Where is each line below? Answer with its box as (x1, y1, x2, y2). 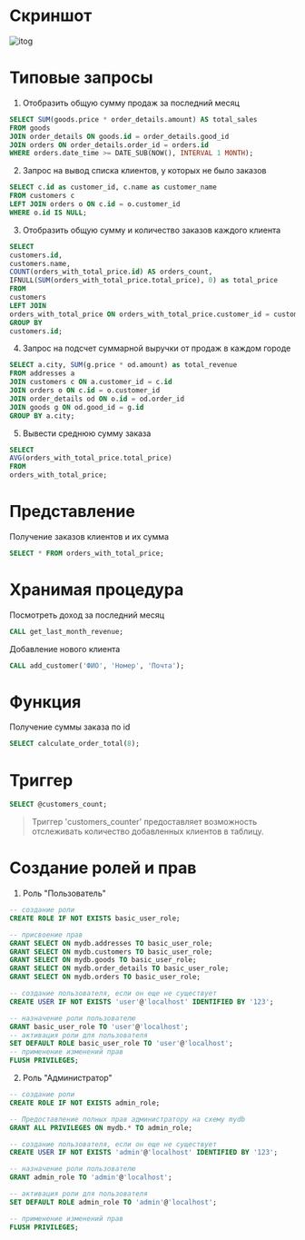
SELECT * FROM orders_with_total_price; (9, 549, 165, 558)
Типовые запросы (9, 67, 153, 88)
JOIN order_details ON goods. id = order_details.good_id (9, 132, 230, 141)
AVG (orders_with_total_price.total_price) (9, 453, 172, 463)
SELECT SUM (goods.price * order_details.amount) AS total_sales (9, 114, 258, 124)
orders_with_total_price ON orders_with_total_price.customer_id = (9, 310, 271, 319)
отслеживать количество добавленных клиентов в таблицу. (31, 826, 265, 837)
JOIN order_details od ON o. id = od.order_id (9, 394, 184, 403)
